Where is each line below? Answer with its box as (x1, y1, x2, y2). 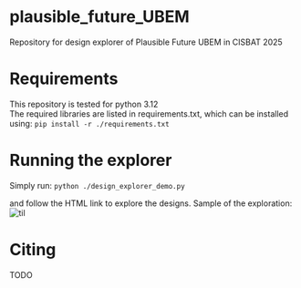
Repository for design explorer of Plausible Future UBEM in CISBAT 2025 (9, 36, 283, 47)
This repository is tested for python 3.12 (9, 98, 159, 109)
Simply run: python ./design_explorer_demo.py (9, 180, 185, 190)
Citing (9, 240, 57, 260)
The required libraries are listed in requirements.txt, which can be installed (9, 108, 289, 119)
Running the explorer (9, 150, 172, 170)
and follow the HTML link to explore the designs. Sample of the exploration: (9, 198, 293, 209)
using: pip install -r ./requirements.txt (9, 118, 171, 129)
